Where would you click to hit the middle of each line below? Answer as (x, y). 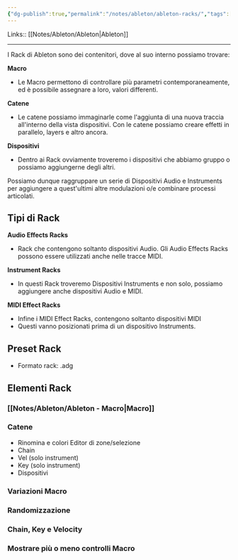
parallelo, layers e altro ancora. (63, 132)
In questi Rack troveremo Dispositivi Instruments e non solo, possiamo (120, 284)
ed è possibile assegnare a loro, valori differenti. (87, 89)
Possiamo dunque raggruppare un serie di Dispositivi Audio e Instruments (115, 181)
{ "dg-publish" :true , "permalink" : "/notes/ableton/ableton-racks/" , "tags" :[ (120, 14)
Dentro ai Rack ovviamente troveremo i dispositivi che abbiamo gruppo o (124, 159)
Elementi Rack (40, 388)
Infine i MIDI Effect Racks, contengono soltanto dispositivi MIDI (109, 319)
